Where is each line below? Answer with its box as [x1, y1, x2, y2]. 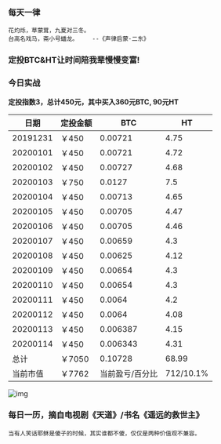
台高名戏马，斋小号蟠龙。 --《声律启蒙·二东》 [8, 35, 150, 43]
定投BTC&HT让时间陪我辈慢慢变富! [8, 55, 140, 66]
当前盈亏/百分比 [100, 368, 158, 379]
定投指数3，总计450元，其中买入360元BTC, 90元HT [8, 96, 179, 107]
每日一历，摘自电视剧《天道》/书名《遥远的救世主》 [8, 409, 204, 420]
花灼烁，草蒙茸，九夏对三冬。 [8, 27, 90, 35]
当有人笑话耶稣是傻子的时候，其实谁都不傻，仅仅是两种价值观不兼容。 [8, 429, 201, 437]
